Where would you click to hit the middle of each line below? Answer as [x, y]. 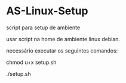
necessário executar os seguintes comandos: [62, 50]
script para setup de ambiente [43, 27]
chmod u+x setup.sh [31, 62]
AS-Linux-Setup [47, 11]
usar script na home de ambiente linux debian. [63, 39]
